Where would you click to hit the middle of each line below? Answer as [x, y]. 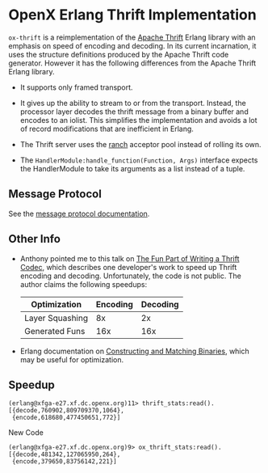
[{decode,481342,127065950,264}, [65, 454]
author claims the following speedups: [84, 284]
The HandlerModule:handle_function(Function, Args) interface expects [139, 160]
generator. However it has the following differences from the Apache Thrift [132, 63]
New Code [26, 433]
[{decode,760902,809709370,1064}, [67, 411]
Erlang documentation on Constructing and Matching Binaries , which [135, 351]
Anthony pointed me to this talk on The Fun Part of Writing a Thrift [130, 258]
